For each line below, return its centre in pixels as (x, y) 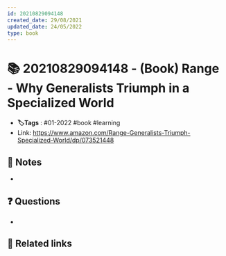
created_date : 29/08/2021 (44, 20)
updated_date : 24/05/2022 (44, 26)
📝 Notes (25, 162)
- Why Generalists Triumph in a (98, 88)
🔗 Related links (40, 244)
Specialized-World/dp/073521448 (66, 141)
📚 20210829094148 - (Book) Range (113, 69)
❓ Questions (34, 201)
